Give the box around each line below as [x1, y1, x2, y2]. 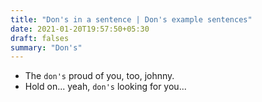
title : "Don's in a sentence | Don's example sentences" [10, 14, 253, 25]
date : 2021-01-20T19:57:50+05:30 [10, 24, 150, 34]
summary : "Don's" [10, 42, 83, 53]
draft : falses [10, 33, 70, 43]
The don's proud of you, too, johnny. [24, 70, 175, 82]
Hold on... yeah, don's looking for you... [24, 81, 187, 93]
